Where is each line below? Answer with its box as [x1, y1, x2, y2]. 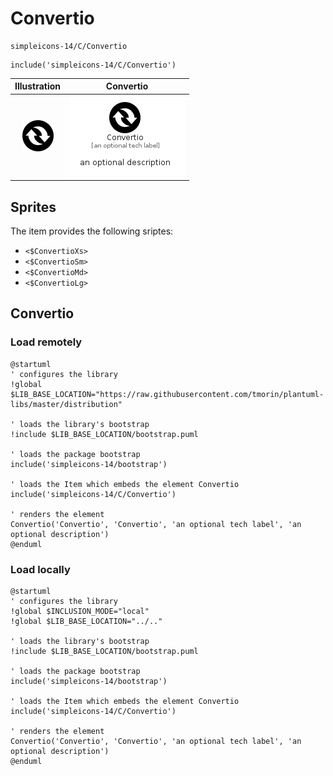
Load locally [10, 562, 71, 576]
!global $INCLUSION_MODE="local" [10, 606, 150, 616]
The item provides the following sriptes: [10, 225, 174, 237]
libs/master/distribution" [10, 399, 123, 409]
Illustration [14, 80, 62, 92]
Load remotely [10, 335, 83, 349]
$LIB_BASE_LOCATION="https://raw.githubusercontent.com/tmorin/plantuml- [10, 389, 325, 399]
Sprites [10, 198, 57, 216]
